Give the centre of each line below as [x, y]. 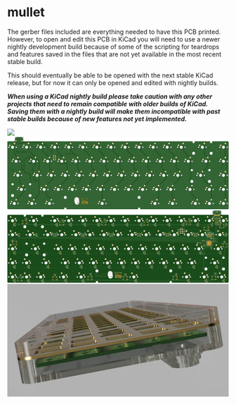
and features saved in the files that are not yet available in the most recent [114, 54]
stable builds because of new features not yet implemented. [97, 119]
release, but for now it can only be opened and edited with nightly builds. [113, 82]
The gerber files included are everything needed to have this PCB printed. [114, 32]
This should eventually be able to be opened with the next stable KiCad [110, 75]
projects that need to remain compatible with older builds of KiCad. [108, 103]
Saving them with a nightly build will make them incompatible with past [114, 111]
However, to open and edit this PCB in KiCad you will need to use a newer [114, 39]
